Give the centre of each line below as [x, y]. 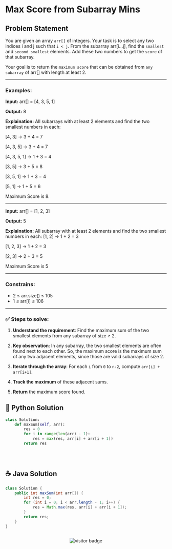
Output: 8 [16, 112]
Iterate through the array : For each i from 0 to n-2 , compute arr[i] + [86, 366]
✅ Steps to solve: [27, 319]
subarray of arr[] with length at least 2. [46, 72]
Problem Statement [37, 28]
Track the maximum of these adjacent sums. [60, 382]
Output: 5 [16, 221]
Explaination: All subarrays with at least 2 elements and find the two [78, 121]
